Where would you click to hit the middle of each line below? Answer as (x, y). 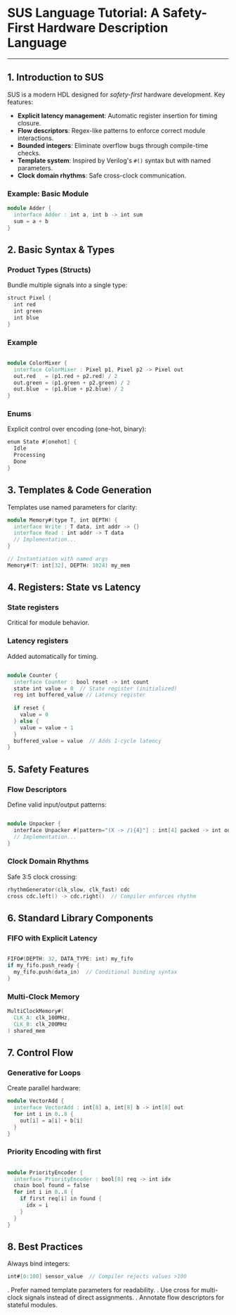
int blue (26, 317)
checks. (29, 153)
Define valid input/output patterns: (57, 805)
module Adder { (29, 208)
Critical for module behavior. (48, 623)
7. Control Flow (40, 1053)
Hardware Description (103, 28)
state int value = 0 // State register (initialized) (96, 688)
